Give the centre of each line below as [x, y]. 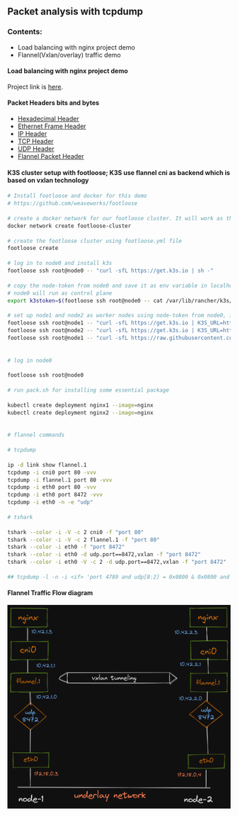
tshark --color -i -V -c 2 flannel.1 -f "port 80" [84, 540]
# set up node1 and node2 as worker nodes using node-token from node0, [117, 316]
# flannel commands [36, 435]
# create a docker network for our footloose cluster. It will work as [115, 218]
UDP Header [36, 149]
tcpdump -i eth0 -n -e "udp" [50, 502]
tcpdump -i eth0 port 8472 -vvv [55, 495]
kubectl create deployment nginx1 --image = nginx [80, 405]
